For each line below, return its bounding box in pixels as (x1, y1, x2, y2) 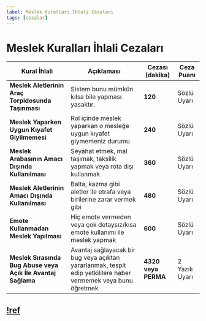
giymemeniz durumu (70, 137, 130, 146)
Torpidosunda (9, 96, 51, 105)
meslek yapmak (70, 236, 116, 244)
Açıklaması (88, 67, 121, 75)
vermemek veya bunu (70, 276, 133, 285)
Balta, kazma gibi (70, 180, 120, 189)
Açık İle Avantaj (9, 269, 56, 278)
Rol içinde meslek (70, 114, 121, 123)
